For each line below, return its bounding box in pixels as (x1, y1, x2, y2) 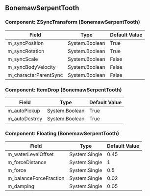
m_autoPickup (7, 107, 40, 114)
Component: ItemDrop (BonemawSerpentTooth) (5, 86, 122, 93)
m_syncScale (7, 56, 38, 62)
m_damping (7, 183, 35, 190)
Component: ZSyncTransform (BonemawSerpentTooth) (5, 19, 141, 26)
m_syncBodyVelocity (7, 63, 56, 70)
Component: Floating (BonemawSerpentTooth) (5, 130, 119, 137)
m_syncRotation (7, 48, 45, 55)
